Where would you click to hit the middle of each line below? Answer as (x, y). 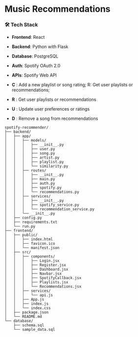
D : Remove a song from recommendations (55, 118)
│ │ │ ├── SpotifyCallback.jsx (43, 278)
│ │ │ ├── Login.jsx (32, 261)
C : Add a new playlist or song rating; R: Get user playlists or (72, 85)
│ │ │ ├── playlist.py (34, 162)
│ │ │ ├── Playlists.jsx (36, 282)
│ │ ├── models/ (26, 140)
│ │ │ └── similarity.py (36, 166)
